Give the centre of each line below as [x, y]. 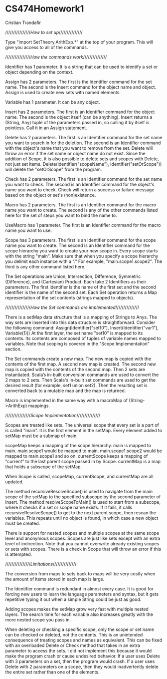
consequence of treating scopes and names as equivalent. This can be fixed [84, 640]
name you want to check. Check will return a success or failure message [80, 190]
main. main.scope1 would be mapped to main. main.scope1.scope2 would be [84, 451]
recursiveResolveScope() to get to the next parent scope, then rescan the [81, 513]
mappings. [39, 406]
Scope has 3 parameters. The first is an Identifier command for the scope [81, 240]
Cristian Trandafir [23, 23]
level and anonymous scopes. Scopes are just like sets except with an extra [83, 538]
